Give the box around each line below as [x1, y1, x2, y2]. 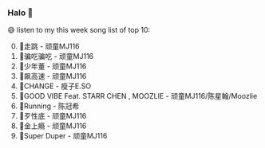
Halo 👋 [7, 7, 34, 18]
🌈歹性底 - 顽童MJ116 [18, 111, 87, 121]
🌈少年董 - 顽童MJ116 [18, 61, 87, 71]
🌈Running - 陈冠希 [18, 101, 80, 111]
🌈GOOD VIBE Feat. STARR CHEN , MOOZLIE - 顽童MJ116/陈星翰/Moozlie [18, 92, 258, 101]
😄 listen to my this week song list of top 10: [7, 25, 151, 35]
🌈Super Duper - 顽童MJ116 [18, 131, 108, 141]
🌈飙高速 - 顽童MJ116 [18, 72, 87, 81]
